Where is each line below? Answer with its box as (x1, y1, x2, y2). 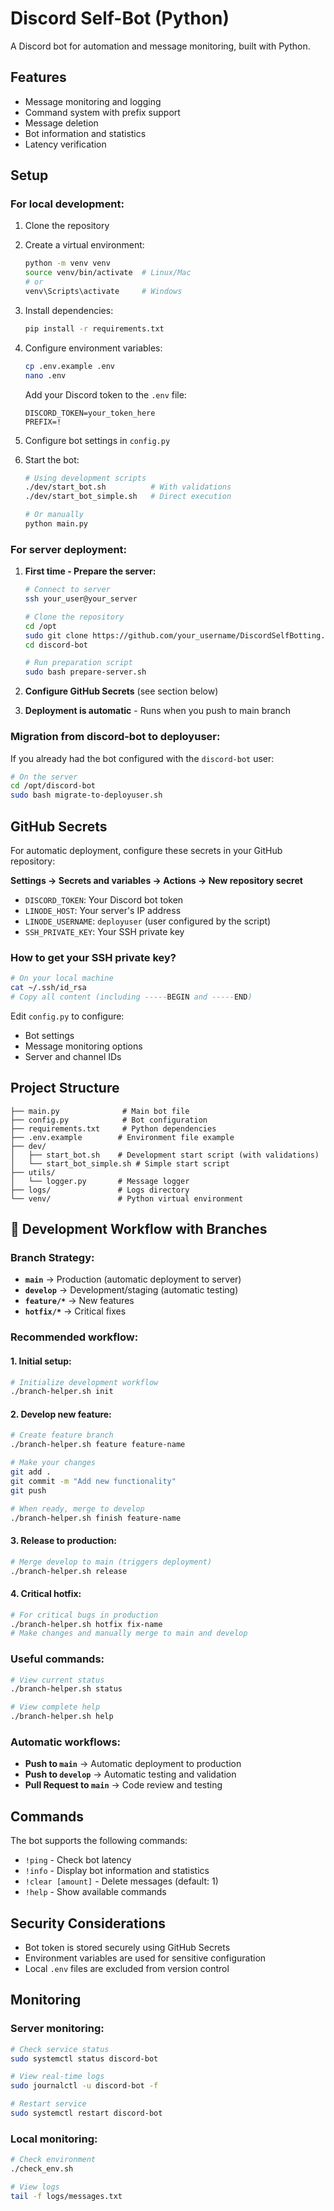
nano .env (24, 370, 67, 381)
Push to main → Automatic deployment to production (24, 1758, 242, 1770)
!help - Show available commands (24, 1886, 167, 1898)
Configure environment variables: (24, 342, 163, 354)
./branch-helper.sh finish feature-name (10, 1513, 182, 1523)
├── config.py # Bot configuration (10, 1115, 208, 1125)
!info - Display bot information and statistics (24, 1865, 210, 1877)
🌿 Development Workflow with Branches (10, 1221, 268, 1238)
